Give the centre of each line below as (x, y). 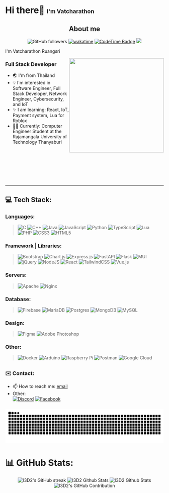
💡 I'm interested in (31, 83)
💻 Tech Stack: (28, 200)
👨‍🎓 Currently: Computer (37, 126)
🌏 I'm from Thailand (34, 75)
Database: (18, 299)
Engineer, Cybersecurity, (38, 99)
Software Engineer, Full (36, 88)
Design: (15, 323)
